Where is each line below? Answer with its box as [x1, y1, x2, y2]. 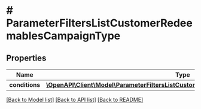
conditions [9, 81, 41, 89]
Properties [6, 53, 47, 63]
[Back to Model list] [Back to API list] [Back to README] [6, 96, 144, 103]
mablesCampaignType [6, 29, 121, 43]
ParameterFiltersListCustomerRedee [6, 16, 193, 30]
